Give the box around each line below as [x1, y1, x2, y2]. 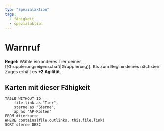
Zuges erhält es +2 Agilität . [5, 69, 61, 75]
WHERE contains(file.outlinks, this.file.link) [5, 118, 105, 123]
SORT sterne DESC [5, 122, 41, 127]
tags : [5, 12, 16, 17]
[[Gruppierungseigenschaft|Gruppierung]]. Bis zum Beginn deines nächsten [5, 64, 160, 69]
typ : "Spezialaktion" [5, 7, 50, 12]
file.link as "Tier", [14, 100, 58, 105]
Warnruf [5, 42, 41, 53]
